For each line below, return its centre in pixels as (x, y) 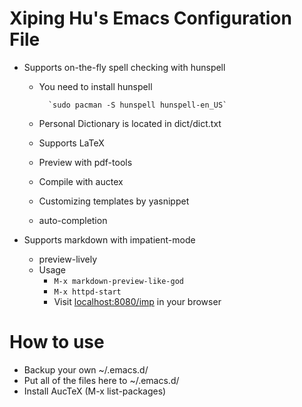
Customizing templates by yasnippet (114, 201)
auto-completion (73, 220)
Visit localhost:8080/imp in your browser (137, 301)
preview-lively (68, 259)
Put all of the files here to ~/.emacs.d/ (101, 380)
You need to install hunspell (95, 86)
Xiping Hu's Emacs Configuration (150, 18)
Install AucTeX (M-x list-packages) (95, 391)
